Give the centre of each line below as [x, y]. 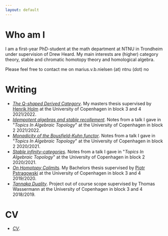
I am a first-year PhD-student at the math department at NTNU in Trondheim [84, 49]
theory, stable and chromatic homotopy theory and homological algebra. [80, 59]
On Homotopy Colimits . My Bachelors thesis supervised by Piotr [79, 168]
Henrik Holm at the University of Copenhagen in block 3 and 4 [77, 109]
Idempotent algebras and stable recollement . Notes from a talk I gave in [87, 119]
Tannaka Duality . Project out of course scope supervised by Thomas [84, 184]
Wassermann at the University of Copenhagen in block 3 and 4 [77, 189]
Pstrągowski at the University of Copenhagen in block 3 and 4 [77, 173]
